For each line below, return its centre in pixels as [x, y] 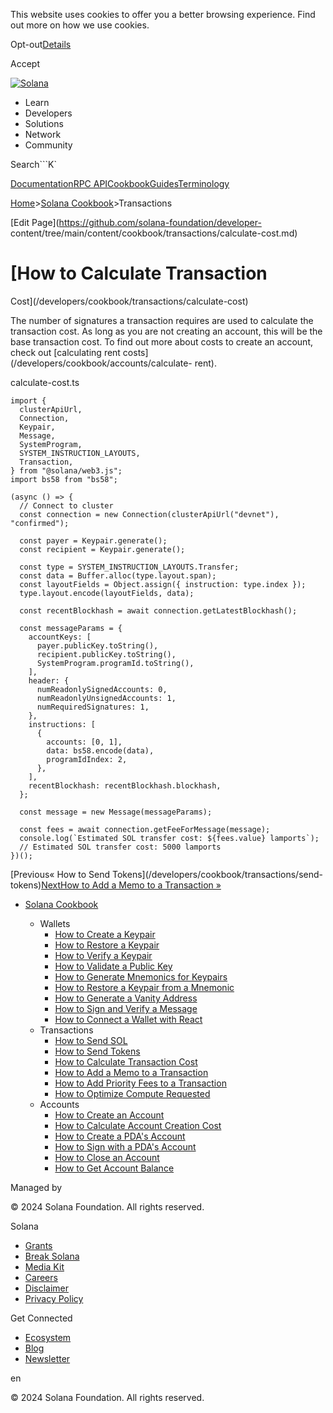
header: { [49, 680]
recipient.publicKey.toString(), [106, 654]
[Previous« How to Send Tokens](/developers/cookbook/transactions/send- [166, 874]
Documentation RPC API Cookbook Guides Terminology [120, 183]
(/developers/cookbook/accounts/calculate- [101, 363]
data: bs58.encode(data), [100, 750]
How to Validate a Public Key [113, 966]
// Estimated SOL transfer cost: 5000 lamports [120, 847]
